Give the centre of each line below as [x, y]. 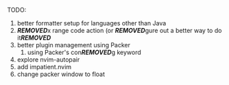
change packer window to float [61, 74]
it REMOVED [34, 38]
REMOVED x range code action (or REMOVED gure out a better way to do [119, 31]
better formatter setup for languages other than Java [92, 23]
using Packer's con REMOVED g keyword [84, 52]
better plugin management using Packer [74, 45]
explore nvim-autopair [48, 60]
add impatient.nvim [44, 67]
